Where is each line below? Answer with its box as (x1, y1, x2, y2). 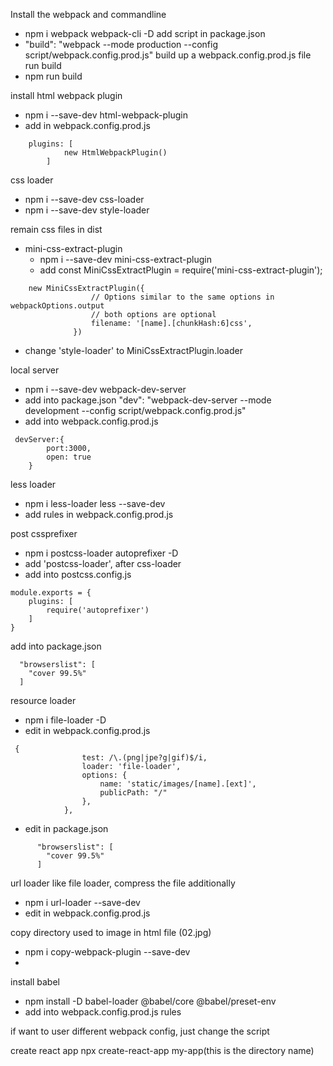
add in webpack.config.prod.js (24, 120, 151, 131)
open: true (46, 452, 92, 462)
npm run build (24, 70, 83, 82)
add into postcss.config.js (24, 569, 132, 580)
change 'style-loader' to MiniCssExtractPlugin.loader (24, 345, 243, 356)
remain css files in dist (10, 224, 103, 235)
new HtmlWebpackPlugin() (63, 148, 168, 158)
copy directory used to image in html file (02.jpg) (10, 927, 212, 938)
